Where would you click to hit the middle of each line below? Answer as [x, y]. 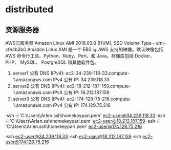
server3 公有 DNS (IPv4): [39, 99]
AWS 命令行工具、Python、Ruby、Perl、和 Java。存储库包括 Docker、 [80, 56]
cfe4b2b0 [16, 49]
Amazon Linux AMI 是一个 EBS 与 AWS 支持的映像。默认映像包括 [95, 49]
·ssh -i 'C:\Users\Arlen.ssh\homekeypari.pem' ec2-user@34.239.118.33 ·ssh [85, 116]
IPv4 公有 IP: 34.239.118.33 [81, 80]
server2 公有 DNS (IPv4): [39, 86]
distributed [29, 10]
